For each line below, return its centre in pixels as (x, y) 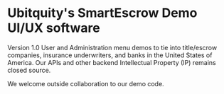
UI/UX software (54, 28)
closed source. (29, 70)
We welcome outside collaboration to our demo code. (86, 83)
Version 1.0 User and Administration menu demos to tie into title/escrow (112, 47)
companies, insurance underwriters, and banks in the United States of (110, 55)
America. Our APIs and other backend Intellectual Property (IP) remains (112, 62)
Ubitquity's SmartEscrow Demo (102, 13)
